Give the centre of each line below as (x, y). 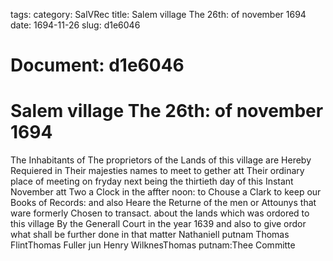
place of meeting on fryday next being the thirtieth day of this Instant (152, 181)
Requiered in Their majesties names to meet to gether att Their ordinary (157, 171)
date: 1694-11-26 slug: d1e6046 (75, 25)
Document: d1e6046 (97, 65)
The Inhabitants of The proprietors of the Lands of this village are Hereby (161, 160)
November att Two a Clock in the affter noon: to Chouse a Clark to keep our (166, 192)
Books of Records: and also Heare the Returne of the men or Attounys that (163, 203)
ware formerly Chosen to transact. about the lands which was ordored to (160, 213)
